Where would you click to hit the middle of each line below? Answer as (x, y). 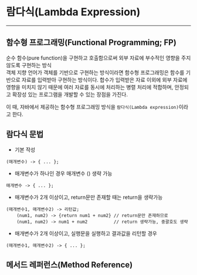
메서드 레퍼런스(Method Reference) (69, 265)
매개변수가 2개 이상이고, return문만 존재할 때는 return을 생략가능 (89, 197)
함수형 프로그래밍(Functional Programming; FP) (91, 42)
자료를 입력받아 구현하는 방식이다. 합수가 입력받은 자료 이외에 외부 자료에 (104, 80)
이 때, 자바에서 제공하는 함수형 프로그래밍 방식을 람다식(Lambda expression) (92, 106)
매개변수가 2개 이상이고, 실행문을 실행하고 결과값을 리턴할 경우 (86, 233)
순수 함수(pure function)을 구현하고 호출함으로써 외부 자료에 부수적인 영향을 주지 (98, 58)
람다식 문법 (25, 134)
